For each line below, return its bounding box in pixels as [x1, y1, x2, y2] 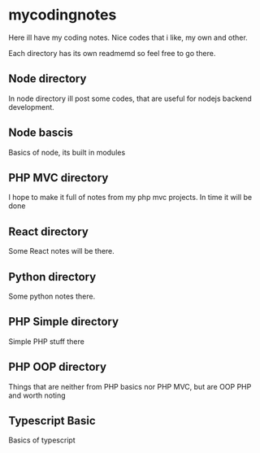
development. [8, 102, 54, 111]
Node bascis [8, 126, 73, 140]
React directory [8, 224, 89, 238]
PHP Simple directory [8, 315, 119, 329]
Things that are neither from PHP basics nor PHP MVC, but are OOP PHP [8, 381, 252, 391]
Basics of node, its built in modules [8, 147, 126, 157]
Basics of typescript [8, 435, 76, 445]
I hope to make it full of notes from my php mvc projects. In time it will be [8, 193, 253, 203]
